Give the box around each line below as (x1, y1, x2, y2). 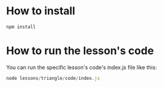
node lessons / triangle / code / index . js (6, 75, 100, 81)
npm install (6, 24, 36, 30)
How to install (6, 4, 76, 18)
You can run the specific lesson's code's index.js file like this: (6, 64, 157, 71)
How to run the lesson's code (6, 44, 154, 57)
